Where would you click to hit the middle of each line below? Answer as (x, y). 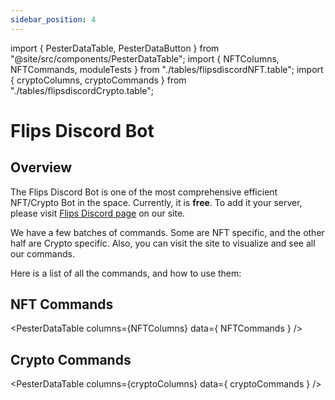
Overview (41, 167)
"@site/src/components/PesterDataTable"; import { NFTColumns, (145, 58)
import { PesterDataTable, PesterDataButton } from (115, 48)
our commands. (42, 253)
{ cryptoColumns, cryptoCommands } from (98, 80)
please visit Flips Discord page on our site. (98, 213)
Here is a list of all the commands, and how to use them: (126, 273)
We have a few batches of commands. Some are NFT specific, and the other (167, 232)
